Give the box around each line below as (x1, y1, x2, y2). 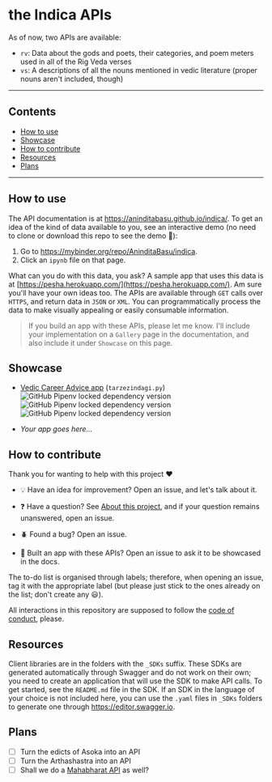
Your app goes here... (19, 424, 93, 434)
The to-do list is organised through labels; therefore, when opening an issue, (8, 572, 264, 582)
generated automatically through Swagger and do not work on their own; (8, 668, 252, 677)
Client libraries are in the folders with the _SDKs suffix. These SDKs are (8, 659, 242, 669)
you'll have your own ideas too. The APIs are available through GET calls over (8, 287, 263, 297)
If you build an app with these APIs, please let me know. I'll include (28, 321, 251, 330)
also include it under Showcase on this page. (28, 338, 172, 347)
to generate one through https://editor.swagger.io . (8, 702, 176, 712)
